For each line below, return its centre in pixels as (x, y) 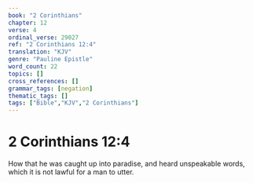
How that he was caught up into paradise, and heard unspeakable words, (126, 164)
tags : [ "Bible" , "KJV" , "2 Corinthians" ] (73, 103)
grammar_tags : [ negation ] (50, 88)
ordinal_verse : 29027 (44, 37)
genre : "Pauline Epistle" (50, 60)
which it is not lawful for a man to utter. (71, 172)
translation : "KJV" (40, 52)
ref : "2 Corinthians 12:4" (52, 45)
